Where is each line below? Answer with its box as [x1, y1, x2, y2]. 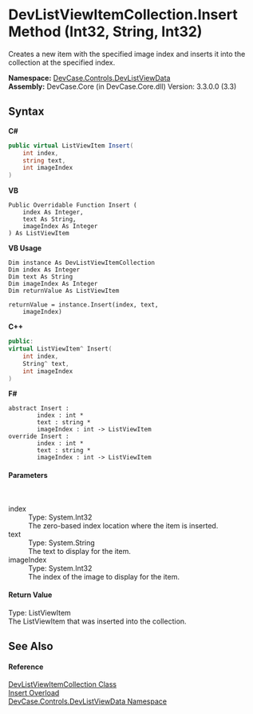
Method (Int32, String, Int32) [8, 22, 203, 41]
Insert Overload [8, 688, 60, 698]
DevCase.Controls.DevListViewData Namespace [8, 696, 168, 706]
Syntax [8, 105, 45, 118]
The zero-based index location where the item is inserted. [28, 520, 219, 530]
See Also [8, 640, 53, 653]
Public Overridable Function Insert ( [8, 202, 137, 210]
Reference [8, 662, 44, 672]
